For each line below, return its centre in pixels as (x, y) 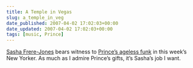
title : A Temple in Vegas (39, 12)
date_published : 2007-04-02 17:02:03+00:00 (62, 23)
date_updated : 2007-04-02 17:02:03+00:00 (60, 29)
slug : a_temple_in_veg (35, 18)
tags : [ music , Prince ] (35, 35)
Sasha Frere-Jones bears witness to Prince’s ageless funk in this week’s (96, 52)
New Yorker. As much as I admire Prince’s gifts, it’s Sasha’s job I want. (94, 58)
